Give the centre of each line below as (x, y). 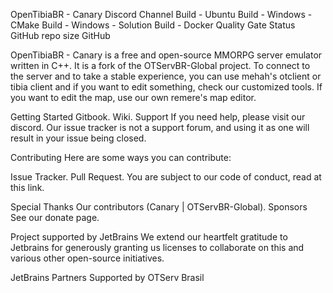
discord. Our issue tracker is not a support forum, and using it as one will (160, 127)
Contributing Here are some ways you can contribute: (121, 157)
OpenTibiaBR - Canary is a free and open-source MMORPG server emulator (166, 55)
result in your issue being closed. (78, 138)
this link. (27, 187)
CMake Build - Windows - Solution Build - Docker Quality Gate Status (153, 25)
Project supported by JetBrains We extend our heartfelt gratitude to (149, 237)
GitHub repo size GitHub (60, 35)
